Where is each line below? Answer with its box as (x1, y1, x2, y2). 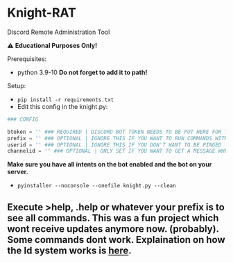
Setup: (7, 81, 26, 90)
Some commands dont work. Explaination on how (7, 234, 225, 246)
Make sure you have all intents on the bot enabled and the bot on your (7, 160, 212, 169)
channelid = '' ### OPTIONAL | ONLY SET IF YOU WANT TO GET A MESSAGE (7, 148, 216, 155)
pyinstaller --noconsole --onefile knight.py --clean (17, 183, 176, 189)
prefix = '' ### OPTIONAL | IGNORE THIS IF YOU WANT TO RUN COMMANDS (7, 135, 213, 142)
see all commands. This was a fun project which (7, 212, 219, 223)
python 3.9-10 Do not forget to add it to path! (17, 68, 148, 76)
